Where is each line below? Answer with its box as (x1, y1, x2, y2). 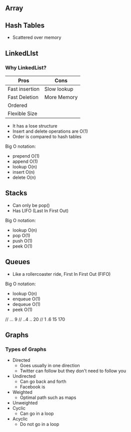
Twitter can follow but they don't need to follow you (19, 368, 126, 374)
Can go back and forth (19, 379, 66, 385)
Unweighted (12, 400, 38, 406)
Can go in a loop (19, 410, 54, 416)
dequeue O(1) (12, 301, 41, 307)
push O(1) (12, 238, 32, 244)
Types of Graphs (5, 346, 46, 353)
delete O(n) (12, 174, 36, 180)
